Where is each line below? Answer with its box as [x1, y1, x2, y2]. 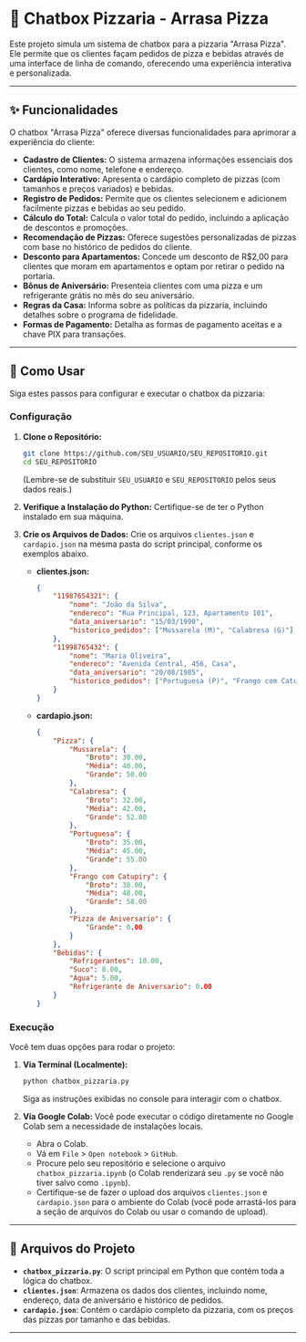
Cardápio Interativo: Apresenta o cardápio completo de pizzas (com [22, 173, 280, 184]
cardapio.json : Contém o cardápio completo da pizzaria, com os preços [22, 1304, 294, 1315]
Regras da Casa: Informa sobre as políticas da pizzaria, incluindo [22, 299, 268, 310]
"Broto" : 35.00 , [85, 838, 148, 848]
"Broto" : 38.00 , [85, 880, 148, 889]
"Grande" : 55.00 [85, 855, 148, 864]
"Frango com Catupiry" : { [68, 871, 168, 881]
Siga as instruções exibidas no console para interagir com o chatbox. [22, 1093, 282, 1104]
